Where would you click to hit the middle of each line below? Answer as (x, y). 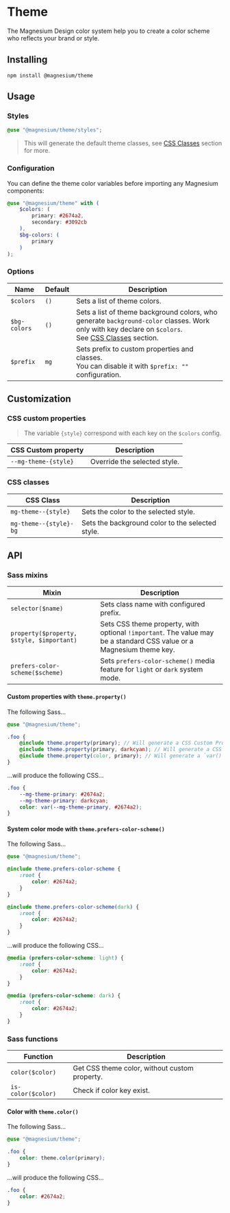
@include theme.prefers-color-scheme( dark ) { (73, 907)
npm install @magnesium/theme (50, 75)
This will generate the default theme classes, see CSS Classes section (123, 143)
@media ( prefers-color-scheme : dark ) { (64, 996)
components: (26, 191)
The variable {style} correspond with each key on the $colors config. (123, 433)
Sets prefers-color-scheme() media (158, 661)
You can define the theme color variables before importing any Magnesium (113, 183)
